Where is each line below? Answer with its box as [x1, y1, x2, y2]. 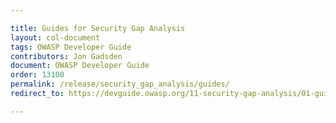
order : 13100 [10, 70, 65, 80]
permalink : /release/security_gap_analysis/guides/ [10, 79, 230, 90]
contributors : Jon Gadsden [10, 51, 123, 61]
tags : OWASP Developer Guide [10, 42, 132, 52]
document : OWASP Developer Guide [10, 61, 150, 71]
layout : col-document [10, 32, 101, 43]
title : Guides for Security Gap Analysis [10, 23, 186, 33]
